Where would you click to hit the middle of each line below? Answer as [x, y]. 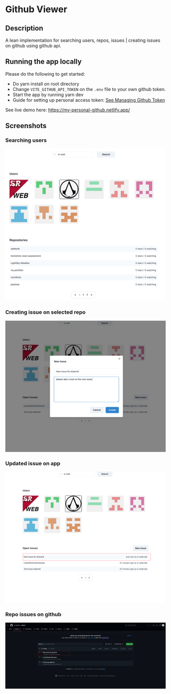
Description [24, 28]
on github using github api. [33, 46]
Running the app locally [44, 62]
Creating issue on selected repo [46, 312]
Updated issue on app [33, 463]
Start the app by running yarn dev [48, 95]
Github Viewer [36, 9]
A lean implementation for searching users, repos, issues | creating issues [83, 40]
